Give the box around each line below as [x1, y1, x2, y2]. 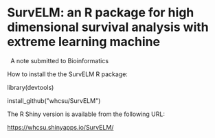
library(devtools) [7, 83, 54, 91]
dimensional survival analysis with [7, 19, 209, 35]
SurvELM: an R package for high [7, 5, 194, 21]
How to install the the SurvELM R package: [7, 70, 128, 78]
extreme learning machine [7, 34, 160, 49]
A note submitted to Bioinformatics [10, 56, 109, 65]
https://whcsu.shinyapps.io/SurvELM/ [7, 123, 114, 131]
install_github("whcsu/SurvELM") [7, 96, 101, 104]
